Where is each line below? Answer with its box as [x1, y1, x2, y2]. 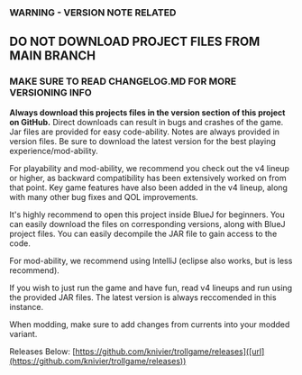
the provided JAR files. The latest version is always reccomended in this [9, 291, 277, 303]
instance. [9, 301, 44, 312]
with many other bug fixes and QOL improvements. [9, 191, 198, 202]
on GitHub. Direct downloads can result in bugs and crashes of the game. [9, 116, 284, 127]
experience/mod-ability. [9, 145, 99, 156]
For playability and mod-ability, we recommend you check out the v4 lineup [9, 162, 290, 173]
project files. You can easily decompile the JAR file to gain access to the [9, 228, 278, 239]
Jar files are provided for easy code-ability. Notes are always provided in [9, 126, 280, 137]
